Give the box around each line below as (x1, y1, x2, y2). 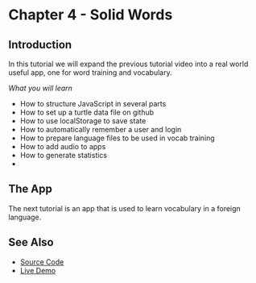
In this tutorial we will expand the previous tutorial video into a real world (8, 59, 249, 69)
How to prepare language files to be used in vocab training (19, 133, 215, 143)
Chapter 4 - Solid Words (8, 6, 173, 24)
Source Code (19, 256, 64, 267)
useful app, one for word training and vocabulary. (8, 68, 172, 77)
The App (8, 182, 52, 196)
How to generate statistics (19, 151, 107, 160)
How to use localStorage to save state (19, 116, 147, 126)
